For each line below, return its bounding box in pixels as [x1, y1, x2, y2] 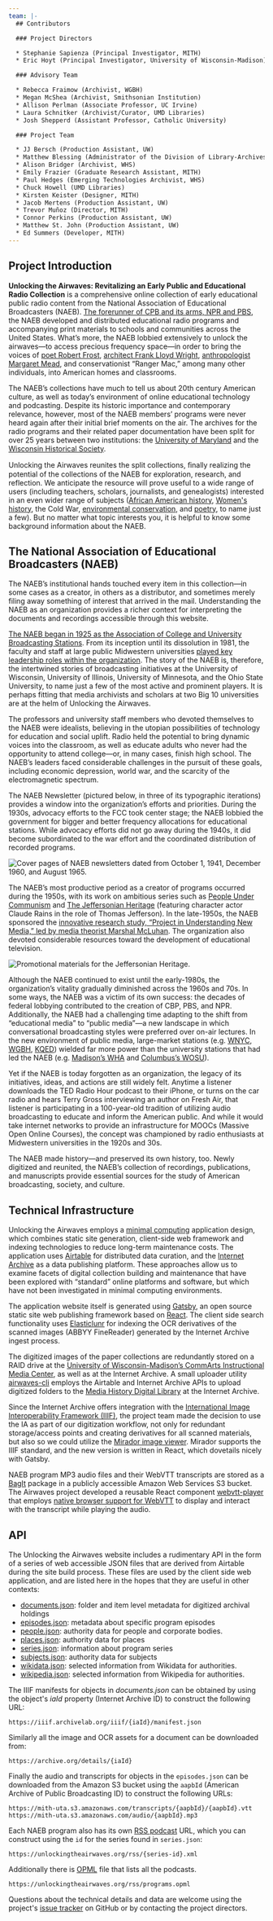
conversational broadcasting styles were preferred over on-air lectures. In [8, 1027, 256, 1037]
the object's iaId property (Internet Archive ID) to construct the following [8, 1694, 251, 1703]
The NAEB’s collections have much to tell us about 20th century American [8, 383, 256, 393]
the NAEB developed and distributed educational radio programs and [8, 315, 240, 325]
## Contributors [15, 20, 71, 28]
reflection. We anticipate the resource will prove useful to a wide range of [8, 477, 254, 487]
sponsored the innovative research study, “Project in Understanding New [8, 917, 253, 927]
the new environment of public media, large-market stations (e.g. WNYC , [8, 1035, 253, 1045]
